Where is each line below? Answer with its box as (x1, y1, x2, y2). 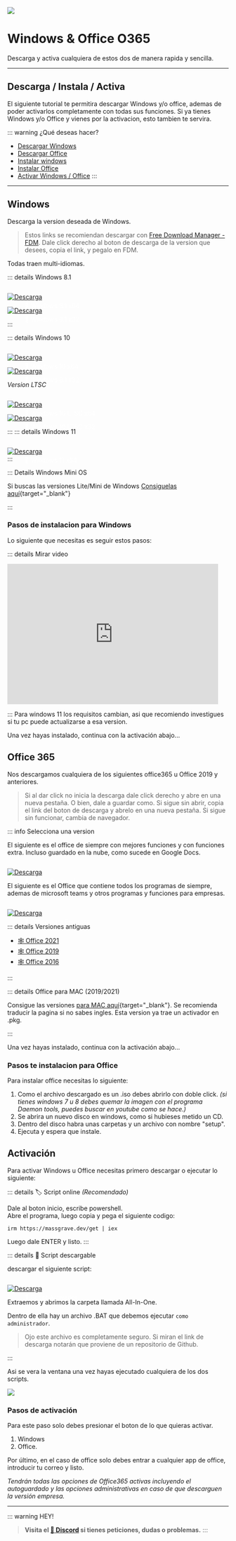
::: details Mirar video (7, 550, 69, 558)
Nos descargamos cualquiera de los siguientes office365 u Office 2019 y (7, 769, 218, 779)
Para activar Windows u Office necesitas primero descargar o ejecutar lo (7, 1166, 218, 1175)
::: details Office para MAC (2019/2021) (7, 987, 120, 996)
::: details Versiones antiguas (7, 922, 91, 930)
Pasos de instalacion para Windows (7, 520, 132, 530)
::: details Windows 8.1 (7, 272, 72, 281)
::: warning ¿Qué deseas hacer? (7, 128, 99, 136)
